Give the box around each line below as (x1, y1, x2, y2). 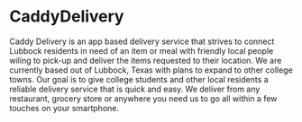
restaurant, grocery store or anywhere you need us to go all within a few (9, 92, 278, 104)
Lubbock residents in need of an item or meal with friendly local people (9, 45, 274, 56)
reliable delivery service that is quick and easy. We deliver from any (9, 83, 261, 94)
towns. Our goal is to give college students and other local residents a (9, 74, 269, 84)
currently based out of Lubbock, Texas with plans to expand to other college (9, 65, 293, 75)
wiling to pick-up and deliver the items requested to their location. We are (9, 55, 282, 65)
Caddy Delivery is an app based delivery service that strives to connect (9, 36, 275, 47)
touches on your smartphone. (9, 102, 120, 113)
